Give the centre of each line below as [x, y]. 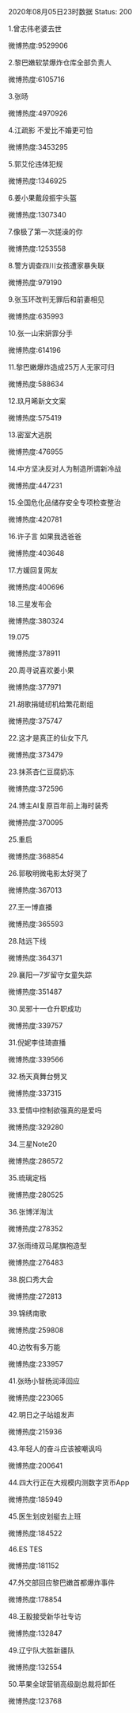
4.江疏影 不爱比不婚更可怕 [51, 130]
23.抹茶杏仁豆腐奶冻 [41, 772]
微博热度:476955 [36, 452]
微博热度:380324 [36, 621]
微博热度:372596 [36, 788]
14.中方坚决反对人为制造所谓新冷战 [65, 469]
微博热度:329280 [36, 1127]
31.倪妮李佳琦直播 [37, 1042]
